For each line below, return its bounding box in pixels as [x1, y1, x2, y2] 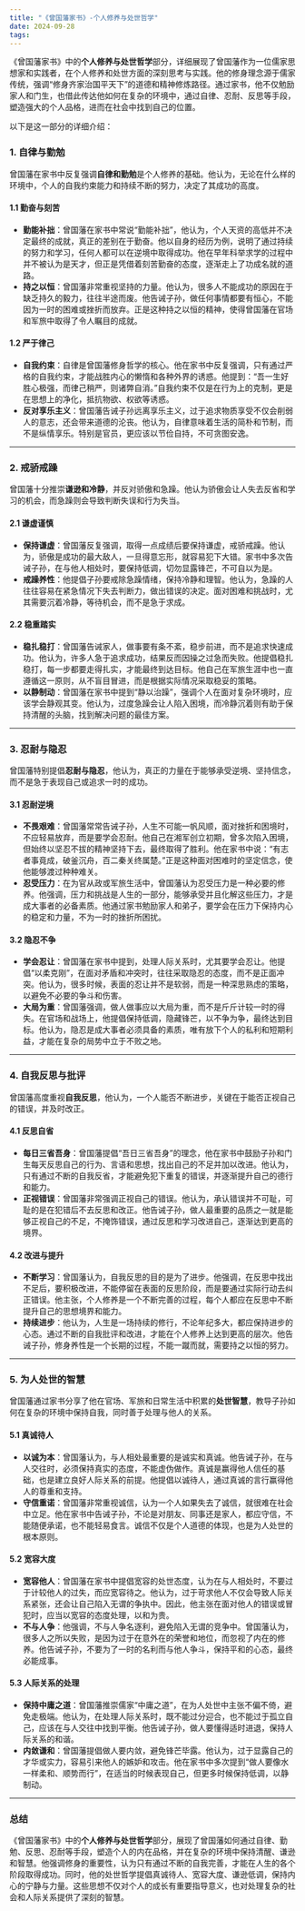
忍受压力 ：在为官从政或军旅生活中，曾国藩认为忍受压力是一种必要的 [22, 878, 278, 889]
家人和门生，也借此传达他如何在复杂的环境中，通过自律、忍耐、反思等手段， [9, 90, 296, 101]
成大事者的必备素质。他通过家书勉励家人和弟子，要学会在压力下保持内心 [22, 900, 293, 911]
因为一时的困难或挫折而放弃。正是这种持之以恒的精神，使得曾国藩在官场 [22, 304, 293, 315]
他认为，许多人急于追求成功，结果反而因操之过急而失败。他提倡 [38, 652, 278, 663]
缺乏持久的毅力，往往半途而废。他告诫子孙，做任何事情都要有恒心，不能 [22, 292, 293, 303]
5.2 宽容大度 [9, 1554, 56, 1564]
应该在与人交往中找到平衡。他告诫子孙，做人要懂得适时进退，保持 [38, 1723, 286, 1734]
